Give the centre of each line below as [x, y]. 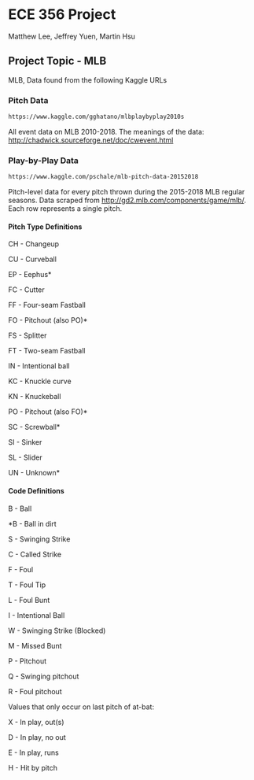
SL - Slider [25, 457]
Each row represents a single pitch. [65, 209]
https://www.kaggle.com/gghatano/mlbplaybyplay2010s [96, 117]
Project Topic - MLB [57, 61]
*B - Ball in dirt [32, 523]
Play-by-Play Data [43, 161]
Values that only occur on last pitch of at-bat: [81, 707]
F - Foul [21, 569]
